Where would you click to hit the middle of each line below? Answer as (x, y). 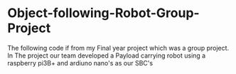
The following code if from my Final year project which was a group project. (118, 48)
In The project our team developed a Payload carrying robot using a (107, 55)
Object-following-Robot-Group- (104, 13)
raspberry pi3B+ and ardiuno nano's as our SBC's (80, 63)
